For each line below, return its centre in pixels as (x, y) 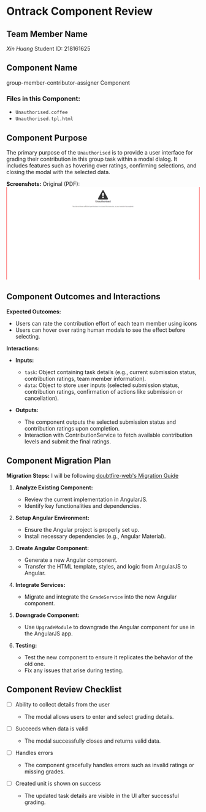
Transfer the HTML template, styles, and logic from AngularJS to (106, 566)
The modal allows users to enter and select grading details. (99, 716)
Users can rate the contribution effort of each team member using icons (106, 323)
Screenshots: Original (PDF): (43, 184)
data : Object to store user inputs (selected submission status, (102, 385)
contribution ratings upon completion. (72, 428)
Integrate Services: (40, 584)
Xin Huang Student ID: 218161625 (48, 48)
